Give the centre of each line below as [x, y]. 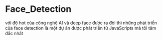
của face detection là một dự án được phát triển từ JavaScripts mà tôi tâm [81, 28]
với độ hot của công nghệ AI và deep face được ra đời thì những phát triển [81, 23]
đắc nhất [14, 33]
